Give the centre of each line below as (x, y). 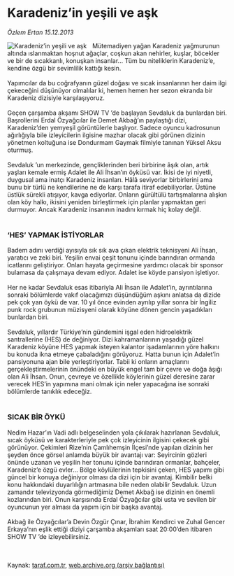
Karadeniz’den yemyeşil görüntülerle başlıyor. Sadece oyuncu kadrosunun (114, 127)
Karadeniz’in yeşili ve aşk (83, 13)
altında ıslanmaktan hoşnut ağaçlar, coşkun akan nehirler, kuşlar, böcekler (114, 53)
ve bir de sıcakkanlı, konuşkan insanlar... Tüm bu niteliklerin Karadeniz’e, (111, 60)
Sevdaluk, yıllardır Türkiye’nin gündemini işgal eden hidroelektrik (100, 332)
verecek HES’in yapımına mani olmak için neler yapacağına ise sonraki (108, 384)
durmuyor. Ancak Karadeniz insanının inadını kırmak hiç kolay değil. (104, 209)
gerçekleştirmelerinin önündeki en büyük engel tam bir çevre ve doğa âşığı (115, 370)
